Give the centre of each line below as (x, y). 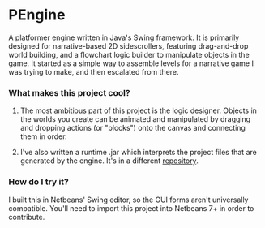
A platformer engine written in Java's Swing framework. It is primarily (124, 37)
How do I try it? (38, 182)
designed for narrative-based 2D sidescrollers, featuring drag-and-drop (128, 45)
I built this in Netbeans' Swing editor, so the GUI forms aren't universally (128, 200)
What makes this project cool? (70, 92)
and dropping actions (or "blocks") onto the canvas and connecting (132, 128)
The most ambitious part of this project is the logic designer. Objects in (139, 110)
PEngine (37, 15)
